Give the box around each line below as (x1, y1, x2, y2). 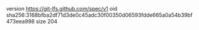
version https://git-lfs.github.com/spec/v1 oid (6, 5, 118, 12)
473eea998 (6, 18, 35, 25)
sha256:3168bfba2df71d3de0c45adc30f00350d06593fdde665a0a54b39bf (6, 11, 193, 19)
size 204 (35, 18, 58, 25)
